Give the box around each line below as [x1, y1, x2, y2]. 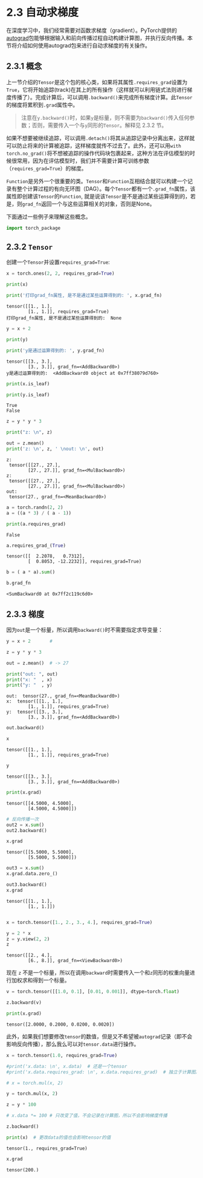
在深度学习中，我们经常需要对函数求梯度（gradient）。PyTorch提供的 [6, 27, 177, 34]
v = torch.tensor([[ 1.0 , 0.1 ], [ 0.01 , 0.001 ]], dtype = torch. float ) [6, 989, 180, 995]
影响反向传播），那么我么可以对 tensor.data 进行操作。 [6, 1040, 140, 1047]
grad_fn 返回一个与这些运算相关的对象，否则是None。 [22, 200, 155, 207]
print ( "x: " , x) [6, 677, 53, 683]
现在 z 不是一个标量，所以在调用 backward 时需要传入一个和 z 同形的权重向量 [6, 969, 190, 977]
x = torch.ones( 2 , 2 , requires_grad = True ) [6, 270, 115, 277]
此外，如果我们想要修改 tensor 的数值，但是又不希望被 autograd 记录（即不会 [6, 1032, 193, 1040]
